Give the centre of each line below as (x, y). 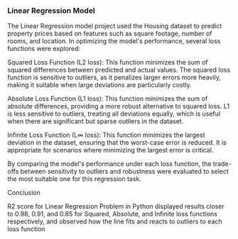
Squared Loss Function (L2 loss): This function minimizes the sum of (108, 62)
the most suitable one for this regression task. (75, 179)
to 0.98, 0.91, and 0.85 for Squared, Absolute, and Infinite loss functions (113, 214)
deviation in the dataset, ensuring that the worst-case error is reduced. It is (117, 143)
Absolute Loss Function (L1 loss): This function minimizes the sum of (108, 99)
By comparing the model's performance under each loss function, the (109, 164)
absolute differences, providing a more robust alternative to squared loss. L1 (118, 106)
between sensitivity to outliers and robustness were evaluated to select (124, 172)
